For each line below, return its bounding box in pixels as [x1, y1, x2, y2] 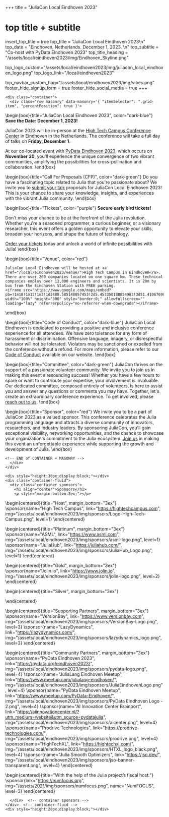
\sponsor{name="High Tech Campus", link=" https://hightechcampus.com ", [5, 505, 161, 511]
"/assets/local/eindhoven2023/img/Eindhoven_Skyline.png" [5, 54, 129, 61]
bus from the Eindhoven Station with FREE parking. [5, 283, 116, 288]
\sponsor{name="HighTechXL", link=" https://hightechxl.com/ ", [5, 741, 135, 747]
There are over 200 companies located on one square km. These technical [5, 274, 163, 279]
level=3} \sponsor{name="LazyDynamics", [5, 624, 94, 630]
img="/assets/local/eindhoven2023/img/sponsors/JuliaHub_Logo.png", [5, 547, 153, 553]
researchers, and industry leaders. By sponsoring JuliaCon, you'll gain [5, 425, 151, 431]
